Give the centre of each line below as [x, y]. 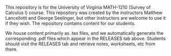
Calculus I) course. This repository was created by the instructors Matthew [84, 13]
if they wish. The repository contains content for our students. [70, 23]
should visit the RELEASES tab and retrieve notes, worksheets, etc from [80, 44]
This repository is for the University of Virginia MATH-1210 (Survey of [78, 7]
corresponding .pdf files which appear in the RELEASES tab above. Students [86, 38]
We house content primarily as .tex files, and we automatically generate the [84, 33]
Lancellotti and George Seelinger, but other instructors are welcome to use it [86, 18]
